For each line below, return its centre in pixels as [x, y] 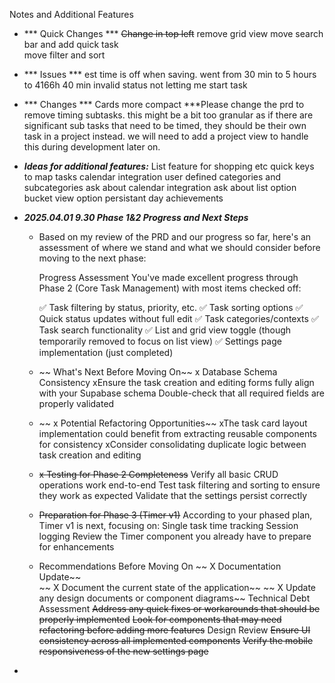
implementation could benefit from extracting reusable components [177, 433]
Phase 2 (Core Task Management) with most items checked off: [170, 288]
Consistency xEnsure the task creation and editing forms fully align [176, 382]
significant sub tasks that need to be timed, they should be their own [165, 125]
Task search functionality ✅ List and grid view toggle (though [165, 330]
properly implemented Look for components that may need [160, 619]
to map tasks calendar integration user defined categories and [152, 177]
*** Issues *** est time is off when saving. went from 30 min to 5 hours [170, 74]
